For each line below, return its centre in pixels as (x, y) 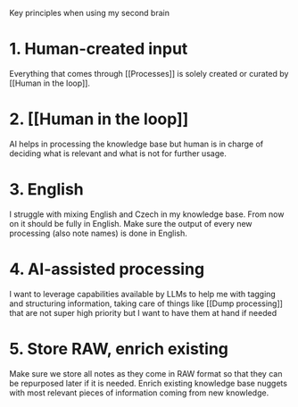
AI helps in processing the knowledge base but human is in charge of (137, 144)
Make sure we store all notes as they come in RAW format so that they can (146, 373)
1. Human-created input (99, 49)
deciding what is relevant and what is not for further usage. (118, 153)
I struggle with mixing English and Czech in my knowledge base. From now (147, 214)
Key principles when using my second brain (89, 13)
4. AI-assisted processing (107, 269)
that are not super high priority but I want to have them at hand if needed (143, 312)
